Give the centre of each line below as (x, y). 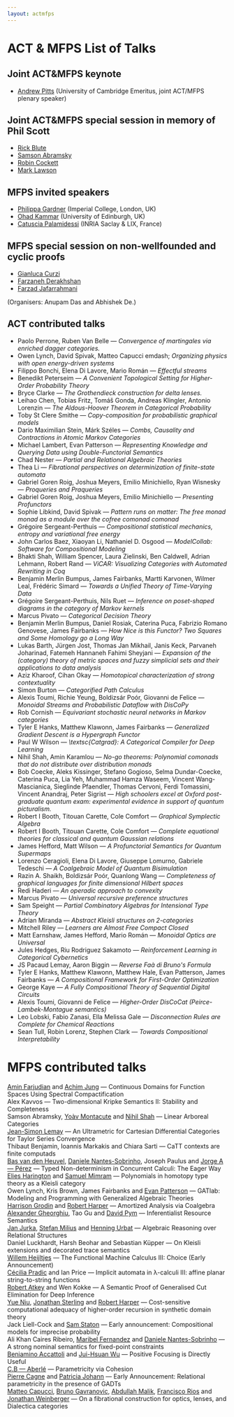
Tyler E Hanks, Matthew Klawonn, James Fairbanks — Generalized (113, 727)
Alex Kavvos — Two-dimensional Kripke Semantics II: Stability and (103, 1101)
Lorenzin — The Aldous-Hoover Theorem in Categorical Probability (114, 408)
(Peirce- (201, 1002)
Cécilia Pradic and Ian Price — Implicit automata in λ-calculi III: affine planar (116, 1272)
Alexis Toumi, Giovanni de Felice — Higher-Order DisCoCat (102, 1002)
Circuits (28, 994)
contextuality (36, 682)
